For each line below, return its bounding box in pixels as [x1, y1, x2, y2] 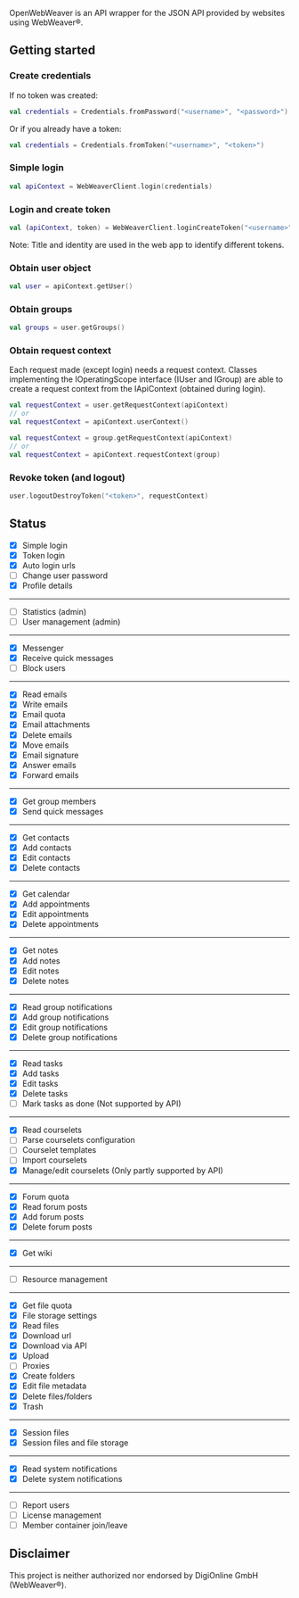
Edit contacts [21, 852, 71, 864]
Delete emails [21, 729, 73, 740]
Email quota [21, 709, 66, 720]
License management [21, 1510, 102, 1520]
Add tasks [21, 1068, 60, 1079]
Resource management [21, 1273, 109, 1284]
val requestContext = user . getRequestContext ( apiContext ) [9, 401, 229, 410]
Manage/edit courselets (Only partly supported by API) [21, 1164, 224, 1176]
